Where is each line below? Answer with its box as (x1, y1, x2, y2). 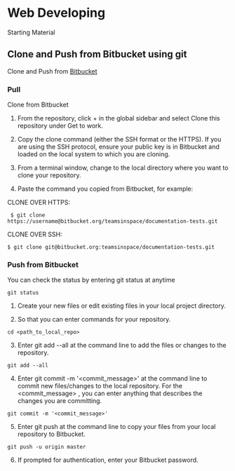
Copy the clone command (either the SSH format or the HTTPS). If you (17, 135, 222, 144)
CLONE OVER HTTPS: (7, 198, 71, 207)
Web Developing (7, 5, 106, 21)
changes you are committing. (17, 397, 102, 405)
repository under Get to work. (17, 121, 104, 130)
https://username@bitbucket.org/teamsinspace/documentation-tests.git (7, 218, 218, 225)
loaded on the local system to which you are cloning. (17, 150, 170, 158)
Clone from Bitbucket (7, 100, 69, 109)
